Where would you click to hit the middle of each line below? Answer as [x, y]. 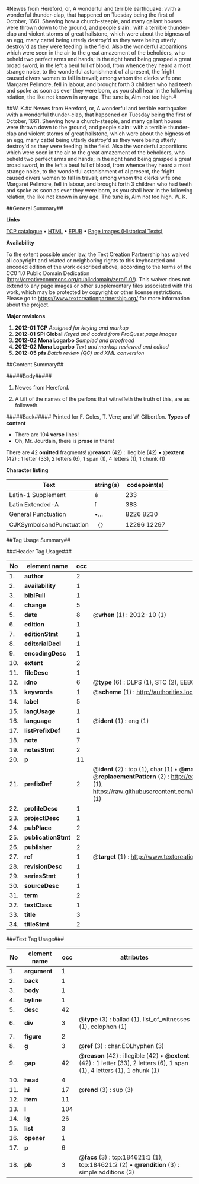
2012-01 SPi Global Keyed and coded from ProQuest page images [96, 334]
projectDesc [42, 818]
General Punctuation [38, 514]
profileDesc [41, 808]
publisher [38, 847]
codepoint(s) [145, 485]
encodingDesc [45, 653]
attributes [135, 957]
